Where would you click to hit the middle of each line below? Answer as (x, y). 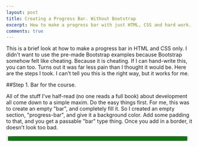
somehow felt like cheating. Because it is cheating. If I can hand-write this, (97, 61)
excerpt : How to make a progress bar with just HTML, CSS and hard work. (99, 25)
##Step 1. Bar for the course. (41, 85)
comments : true (25, 31)
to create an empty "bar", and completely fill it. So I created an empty (90, 109)
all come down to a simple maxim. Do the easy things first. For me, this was (98, 102)
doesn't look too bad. (32, 128)
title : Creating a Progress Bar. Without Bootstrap (71, 19)
